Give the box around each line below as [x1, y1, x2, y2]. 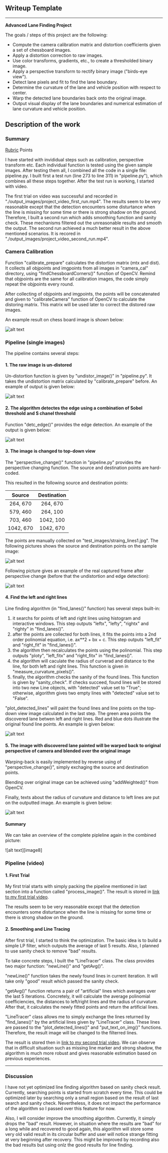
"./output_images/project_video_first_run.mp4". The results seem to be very [5, 198, 161, 204]
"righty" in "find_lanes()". [12, 626, 64, 632]
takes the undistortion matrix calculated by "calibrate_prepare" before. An [5, 378, 157, 384]
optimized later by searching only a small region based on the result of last [5, 1095, 159, 1101]
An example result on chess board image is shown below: [5, 316, 124, 322]
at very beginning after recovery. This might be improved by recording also [5, 1136, 159, 1142]
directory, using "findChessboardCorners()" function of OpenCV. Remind [5, 270, 155, 276]
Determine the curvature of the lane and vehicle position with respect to [12, 84, 161, 90]
